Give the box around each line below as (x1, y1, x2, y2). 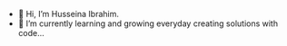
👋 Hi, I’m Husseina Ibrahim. (17, 9, 120, 19)
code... (17, 28, 45, 38)
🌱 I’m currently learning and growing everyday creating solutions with (17, 18, 279, 29)
